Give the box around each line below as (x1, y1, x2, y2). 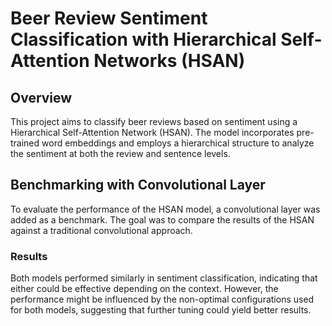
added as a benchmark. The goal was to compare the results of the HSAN (10, 213, 315, 226)
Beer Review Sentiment (10, 7, 208, 30)
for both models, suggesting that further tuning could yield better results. (10, 304, 312, 316)
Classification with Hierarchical (10, 28, 277, 51)
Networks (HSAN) (93, 50, 246, 72)
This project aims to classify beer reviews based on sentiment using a (10, 116, 298, 127)
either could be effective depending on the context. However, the (10, 283, 279, 295)
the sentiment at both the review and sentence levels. (10, 148, 231, 159)
